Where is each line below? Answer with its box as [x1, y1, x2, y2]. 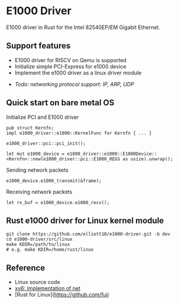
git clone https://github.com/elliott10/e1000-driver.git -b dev [6, 231, 170, 237]
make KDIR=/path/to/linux [6, 241, 70, 248]
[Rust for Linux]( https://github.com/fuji [14, 291, 109, 298]
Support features [6, 41, 71, 51]
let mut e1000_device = [6, 151, 65, 157]
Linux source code [14, 279, 60, 286]
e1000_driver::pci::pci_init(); [6, 140, 86, 146]
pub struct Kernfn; [6, 125, 54, 131]
